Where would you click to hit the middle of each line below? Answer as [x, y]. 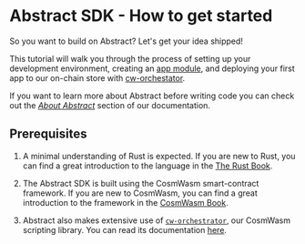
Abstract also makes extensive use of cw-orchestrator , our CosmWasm [157, 220]
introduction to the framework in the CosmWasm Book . [126, 202]
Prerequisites [48, 134]
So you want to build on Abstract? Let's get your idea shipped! [127, 41]
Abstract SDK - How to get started [141, 16]
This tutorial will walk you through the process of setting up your [130, 58]
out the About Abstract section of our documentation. [110, 105]
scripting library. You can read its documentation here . [125, 229]
